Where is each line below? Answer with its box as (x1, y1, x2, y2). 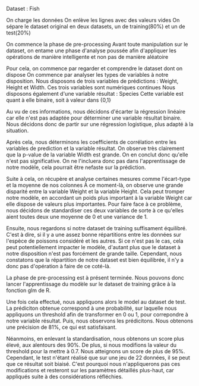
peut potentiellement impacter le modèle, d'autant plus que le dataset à (6, 244, 181, 250)
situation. (6, 127, 29, 134)
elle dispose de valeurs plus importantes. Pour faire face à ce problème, (6, 200, 182, 208)
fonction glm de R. (6, 287, 51, 294)
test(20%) (6, 29, 31, 36)
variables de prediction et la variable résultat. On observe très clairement (6, 145, 185, 152)
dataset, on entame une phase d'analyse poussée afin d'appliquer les (6, 47, 177, 54)
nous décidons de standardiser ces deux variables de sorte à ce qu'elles (6, 207, 184, 214)
